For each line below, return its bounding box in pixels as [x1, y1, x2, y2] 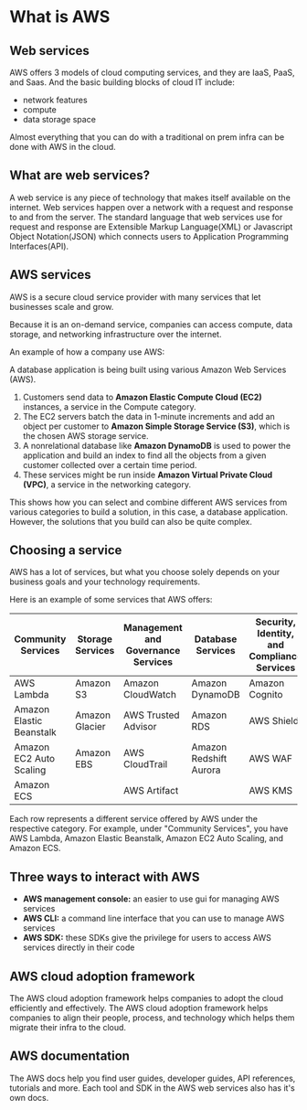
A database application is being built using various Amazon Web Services [9, 364, 287, 375]
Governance [125, 645, 181, 657]
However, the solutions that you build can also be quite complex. [9, 516, 253, 527]
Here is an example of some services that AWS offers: [9, 594, 213, 605]
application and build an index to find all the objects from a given [22, 450, 267, 461]
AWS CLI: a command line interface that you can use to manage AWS [22, 913, 285, 924]
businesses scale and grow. [9, 301, 114, 312]
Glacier [74, 720, 107, 733]
